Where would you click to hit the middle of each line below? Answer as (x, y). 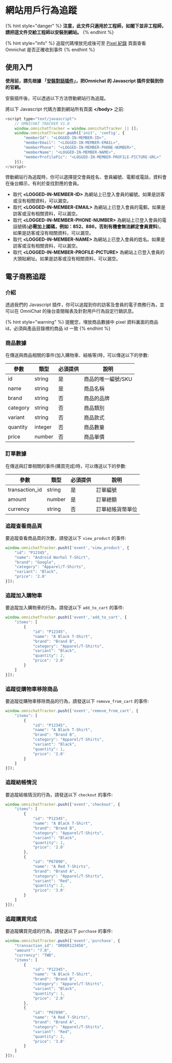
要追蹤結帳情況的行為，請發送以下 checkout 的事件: (59, 794)
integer (43, 427)
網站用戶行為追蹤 (41, 11)
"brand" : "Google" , (35, 562)
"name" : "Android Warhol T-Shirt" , (52, 557)
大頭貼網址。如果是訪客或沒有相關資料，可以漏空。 (67, 259)
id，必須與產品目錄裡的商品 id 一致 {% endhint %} (58, 329)
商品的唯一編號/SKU (108, 379)
